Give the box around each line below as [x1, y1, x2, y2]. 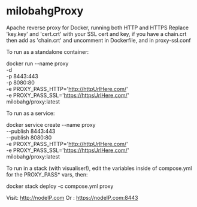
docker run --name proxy [6, 60, 69, 67]
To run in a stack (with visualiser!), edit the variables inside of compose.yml [6, 165, 192, 172]
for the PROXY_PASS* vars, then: [6, 171, 88, 178]
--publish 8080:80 [6, 133, 52, 141]
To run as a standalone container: [6, 48, 89, 55]
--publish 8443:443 [6, 127, 56, 135]
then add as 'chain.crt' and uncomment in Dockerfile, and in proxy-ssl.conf [6, 36, 192, 44]
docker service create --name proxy [6, 121, 96, 128]
